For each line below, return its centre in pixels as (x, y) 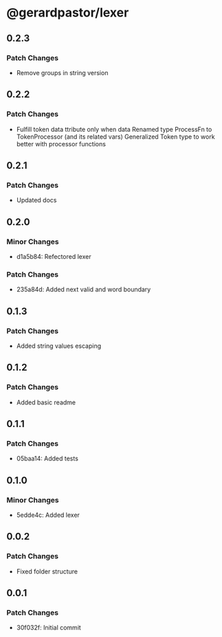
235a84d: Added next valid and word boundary (84, 290)
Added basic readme (46, 402)
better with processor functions (61, 144)
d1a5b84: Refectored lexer (54, 256)
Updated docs (36, 200)
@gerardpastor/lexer (68, 13)
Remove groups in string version (62, 72)
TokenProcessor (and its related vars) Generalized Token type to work (115, 137)
